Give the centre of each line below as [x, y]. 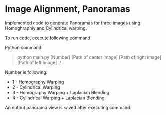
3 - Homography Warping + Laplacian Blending [61, 92]
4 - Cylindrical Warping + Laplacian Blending [58, 98]
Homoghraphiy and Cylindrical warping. [46, 28]
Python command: [24, 47]
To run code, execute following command [48, 38]
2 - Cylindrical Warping [36, 87]
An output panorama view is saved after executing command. [68, 107]
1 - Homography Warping [38, 82]
